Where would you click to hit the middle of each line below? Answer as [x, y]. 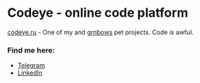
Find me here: [31, 50]
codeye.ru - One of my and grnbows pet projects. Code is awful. [101, 32]
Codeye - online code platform [98, 13]
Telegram [31, 66]
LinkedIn [30, 73]
